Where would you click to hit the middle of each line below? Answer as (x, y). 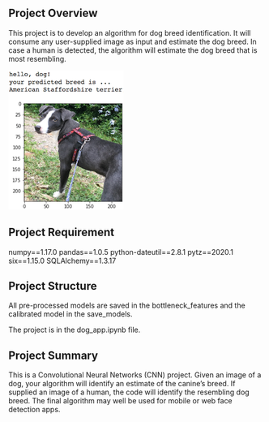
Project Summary (53, 355)
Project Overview (53, 13)
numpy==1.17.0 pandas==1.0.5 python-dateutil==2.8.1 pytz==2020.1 (121, 252)
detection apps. (34, 410)
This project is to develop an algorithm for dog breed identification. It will (130, 32)
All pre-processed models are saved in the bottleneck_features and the (127, 306)
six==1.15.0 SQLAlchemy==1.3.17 (62, 261)
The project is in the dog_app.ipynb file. (75, 330)
